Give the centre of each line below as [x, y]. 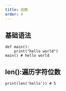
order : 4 [14, 14]
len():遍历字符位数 [33, 72]
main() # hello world [27, 56]
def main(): [17, 47]
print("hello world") [36, 51]
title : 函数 [16, 10]
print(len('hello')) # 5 [31, 84]
